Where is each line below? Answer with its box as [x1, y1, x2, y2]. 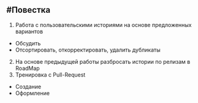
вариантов [15, 28, 44, 35]
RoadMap [15, 64, 40, 72]
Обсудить [15, 39, 41, 47]
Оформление [15, 89, 50, 97]
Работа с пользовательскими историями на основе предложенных [15, 21, 192, 28]
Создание [15, 83, 42, 90]
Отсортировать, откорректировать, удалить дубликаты [15, 46, 161, 53]
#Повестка [6, 5, 51, 15]
